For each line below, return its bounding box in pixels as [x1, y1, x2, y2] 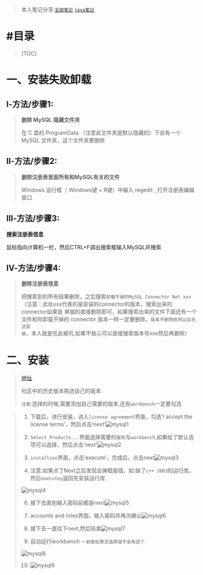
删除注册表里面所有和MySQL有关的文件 [21, 173, 120, 181]
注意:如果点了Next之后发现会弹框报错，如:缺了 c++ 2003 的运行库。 [30, 467, 195, 474]
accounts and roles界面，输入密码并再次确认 [30, 512, 142, 519]
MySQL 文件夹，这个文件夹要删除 [21, 136, 105, 144]
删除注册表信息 [21, 280, 59, 287]
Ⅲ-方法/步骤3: [6, 214, 60, 224]
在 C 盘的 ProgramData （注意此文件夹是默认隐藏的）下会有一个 [21, 129, 181, 136]
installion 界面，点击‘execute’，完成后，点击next [30, 454, 155, 462]
